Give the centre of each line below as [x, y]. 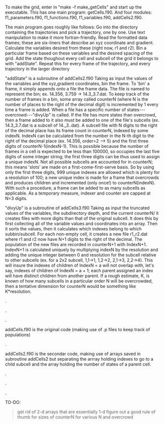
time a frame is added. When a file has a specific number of [66, 110]
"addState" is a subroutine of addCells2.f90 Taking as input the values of [79, 78]
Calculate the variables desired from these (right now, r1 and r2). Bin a [76, 48]
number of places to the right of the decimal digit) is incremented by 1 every [82, 104]
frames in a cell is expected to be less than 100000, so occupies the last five [82, 151]
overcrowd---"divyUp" [28, 115]
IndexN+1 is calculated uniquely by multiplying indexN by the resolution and [82, 250]
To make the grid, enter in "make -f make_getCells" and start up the [74, 7]
